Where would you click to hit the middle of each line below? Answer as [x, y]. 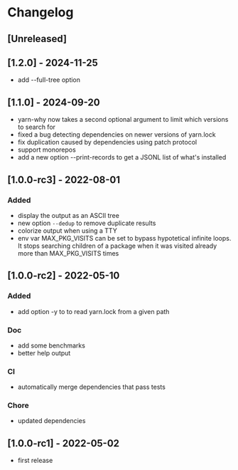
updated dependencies [52, 421]
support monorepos [47, 150]
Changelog [40, 12]
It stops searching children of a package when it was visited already [117, 246]
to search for [36, 127]
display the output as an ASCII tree [68, 215]
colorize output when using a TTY [67, 230]
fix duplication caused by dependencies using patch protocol [107, 142]
